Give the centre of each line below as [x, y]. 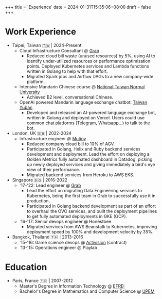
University [30, 92]
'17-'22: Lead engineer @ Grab [50, 185]
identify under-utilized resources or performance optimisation [89, 61]
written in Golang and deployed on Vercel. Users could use [86, 117]
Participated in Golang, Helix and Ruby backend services [83, 149]
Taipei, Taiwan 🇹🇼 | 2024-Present [47, 45]
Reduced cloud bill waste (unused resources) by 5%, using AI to [91, 56]
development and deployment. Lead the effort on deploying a [88, 154]
